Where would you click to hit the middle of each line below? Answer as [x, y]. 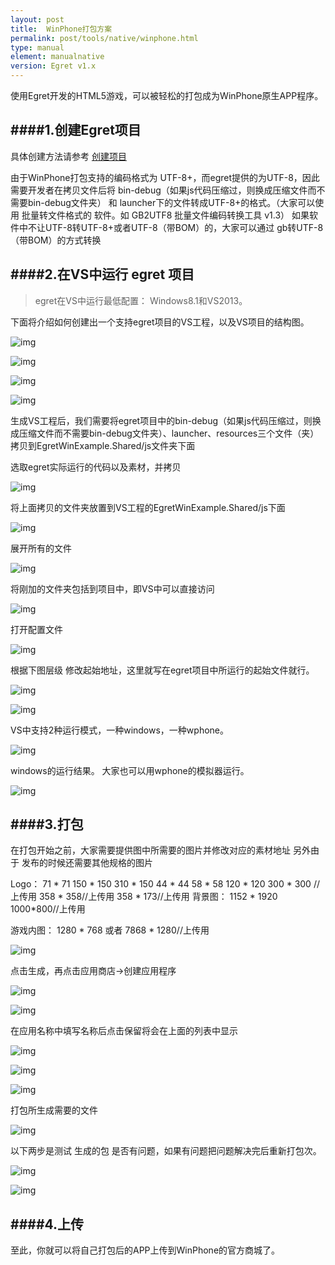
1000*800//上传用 [48, 909]
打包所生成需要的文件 [54, 1110]
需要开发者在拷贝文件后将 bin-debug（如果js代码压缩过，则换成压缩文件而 [163, 190]
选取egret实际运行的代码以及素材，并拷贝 [96, 467]
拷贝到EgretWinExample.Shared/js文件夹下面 [103, 445]
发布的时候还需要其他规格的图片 [87, 863]
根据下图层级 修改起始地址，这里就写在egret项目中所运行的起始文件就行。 [162, 670]
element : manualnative [57, 57]
